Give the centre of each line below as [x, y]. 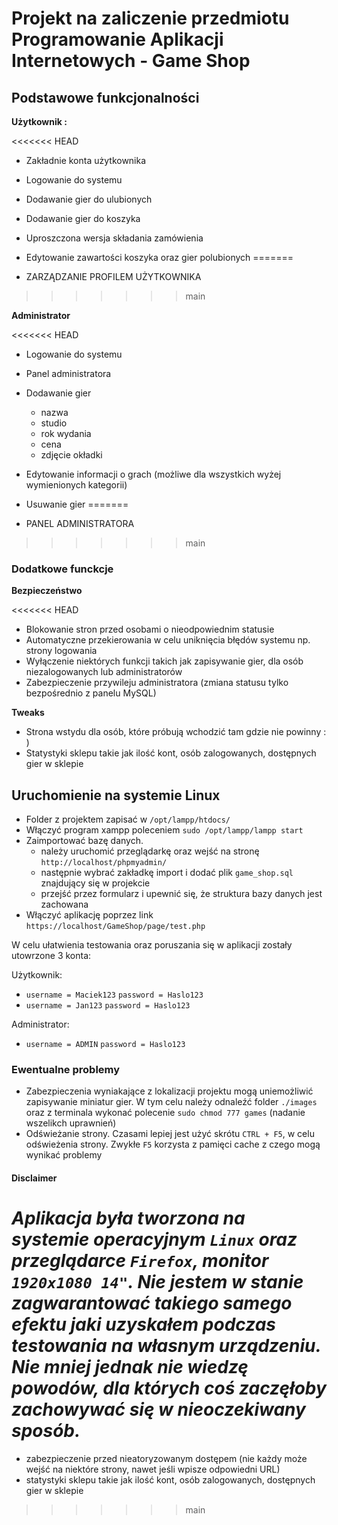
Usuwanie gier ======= [77, 504]
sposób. [46, 1431]
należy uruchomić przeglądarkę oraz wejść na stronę [150, 851]
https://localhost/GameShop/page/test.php [115, 927]
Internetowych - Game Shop [131, 61]
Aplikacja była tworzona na [128, 1218]
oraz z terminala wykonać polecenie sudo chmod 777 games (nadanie [165, 1113]
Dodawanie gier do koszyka [83, 218]
